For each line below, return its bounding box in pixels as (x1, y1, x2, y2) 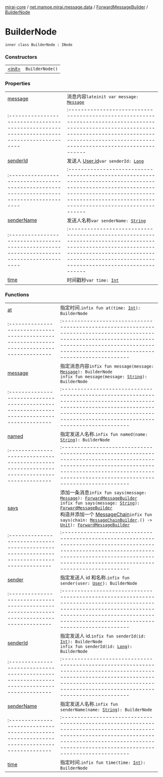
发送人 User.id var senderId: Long (66, 158, 144, 164)
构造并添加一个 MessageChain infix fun (60, 511, 152, 517)
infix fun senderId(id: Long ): (60, 644, 132, 649)
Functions (5, 291, 29, 298)
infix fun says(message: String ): (60, 500, 140, 506)
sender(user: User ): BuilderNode (60, 581, 137, 586)
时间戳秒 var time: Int (66, 277, 119, 283)
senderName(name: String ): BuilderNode (60, 707, 152, 712)
